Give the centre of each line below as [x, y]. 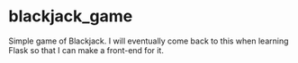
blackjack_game [71, 16]
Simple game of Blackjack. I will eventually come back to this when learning [149, 41]
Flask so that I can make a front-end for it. [86, 50]
